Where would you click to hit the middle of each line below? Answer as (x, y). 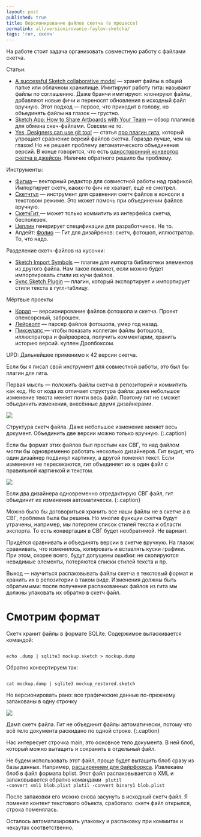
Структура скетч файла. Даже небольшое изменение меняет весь (92, 427)
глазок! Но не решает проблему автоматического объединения (97, 145)
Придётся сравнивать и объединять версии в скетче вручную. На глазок (100, 542)
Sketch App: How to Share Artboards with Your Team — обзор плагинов (105, 120)
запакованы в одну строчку (42, 701)
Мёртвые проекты (30, 299)
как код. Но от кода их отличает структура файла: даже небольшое (93, 391)
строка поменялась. (32, 810)
